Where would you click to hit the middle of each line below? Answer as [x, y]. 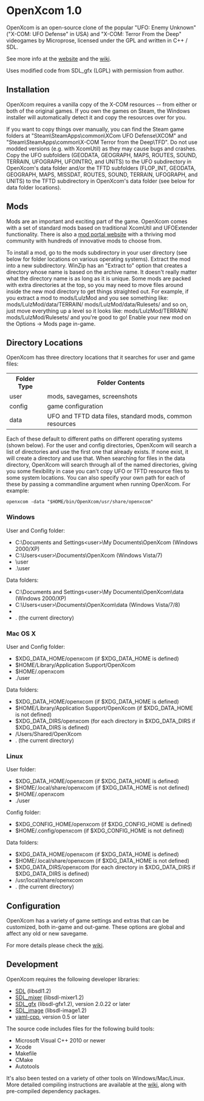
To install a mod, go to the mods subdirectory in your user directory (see [97, 252]
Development [32, 964]
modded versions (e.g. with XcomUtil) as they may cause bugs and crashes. [102, 148]
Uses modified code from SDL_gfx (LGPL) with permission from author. [95, 70]
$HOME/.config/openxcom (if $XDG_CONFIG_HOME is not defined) [100, 831]
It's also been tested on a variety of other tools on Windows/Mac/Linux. [96, 1078]
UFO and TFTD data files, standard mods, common [120, 416]
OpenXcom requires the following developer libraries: [73, 979]
